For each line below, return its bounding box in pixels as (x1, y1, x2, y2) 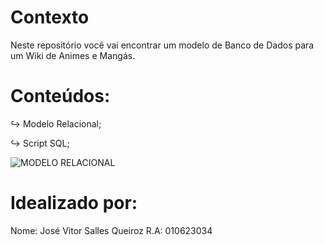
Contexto (10, 6, 90, 29)
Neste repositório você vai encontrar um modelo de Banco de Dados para (10, 39, 315, 51)
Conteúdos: (10, 85, 111, 108)
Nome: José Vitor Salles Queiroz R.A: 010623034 (10, 224, 213, 236)
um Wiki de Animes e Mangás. (10, 49, 136, 61)
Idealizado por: (10, 192, 138, 215)
